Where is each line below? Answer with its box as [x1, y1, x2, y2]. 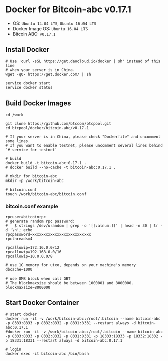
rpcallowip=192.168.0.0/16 [5, 249, 62, 254]
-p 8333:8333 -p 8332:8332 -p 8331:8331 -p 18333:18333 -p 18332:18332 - [5, 333, 163, 339]
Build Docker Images [5, 99, 71, 108]
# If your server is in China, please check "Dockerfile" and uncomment [5, 134, 161, 139]
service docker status [5, 85, 53, 90]
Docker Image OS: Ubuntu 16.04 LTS [12, 25, 88, 31]
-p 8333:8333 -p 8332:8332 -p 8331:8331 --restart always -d [5, 320, 136, 325]
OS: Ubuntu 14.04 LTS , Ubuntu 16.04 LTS [12, 20, 97, 26]
